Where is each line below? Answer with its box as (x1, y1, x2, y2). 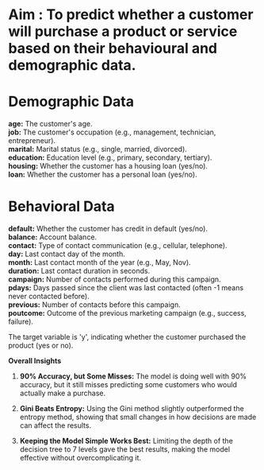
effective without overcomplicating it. (19, 453, 141, 463)
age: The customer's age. (8, 119, 93, 129)
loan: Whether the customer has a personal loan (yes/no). (8, 169, 197, 180)
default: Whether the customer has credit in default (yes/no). (8, 224, 209, 234)
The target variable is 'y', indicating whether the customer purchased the (8, 332, 247, 342)
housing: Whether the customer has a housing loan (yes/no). (8, 161, 209, 171)
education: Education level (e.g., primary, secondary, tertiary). (8, 153, 212, 162)
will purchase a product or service (8, 22, 238, 41)
